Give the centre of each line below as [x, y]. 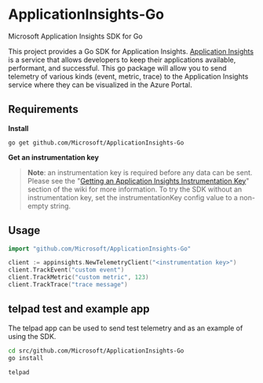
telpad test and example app [79, 309]
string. [60, 206]
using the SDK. [32, 336]
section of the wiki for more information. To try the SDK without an [135, 189]
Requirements [43, 109]
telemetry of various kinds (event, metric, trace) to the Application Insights [128, 76]
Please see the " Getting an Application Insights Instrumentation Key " [138, 181]
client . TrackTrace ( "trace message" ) [68, 285]
